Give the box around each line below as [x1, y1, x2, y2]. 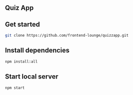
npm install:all [5, 59, 38, 64]
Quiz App [5, 4, 34, 12]
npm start [5, 85, 25, 90]
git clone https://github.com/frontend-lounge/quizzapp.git [5, 33, 129, 38]
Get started [5, 20, 40, 28]
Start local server [5, 72, 59, 81]
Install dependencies [5, 46, 70, 54]
